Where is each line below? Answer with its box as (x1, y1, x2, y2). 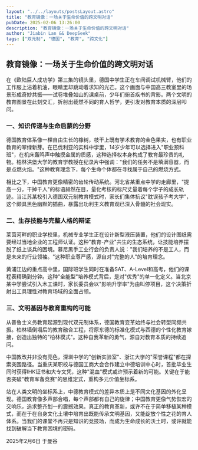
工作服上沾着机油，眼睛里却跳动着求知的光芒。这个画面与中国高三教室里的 (6, 83, 187, 90)
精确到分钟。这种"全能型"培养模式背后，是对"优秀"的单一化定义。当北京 (16, 273, 192, 280)
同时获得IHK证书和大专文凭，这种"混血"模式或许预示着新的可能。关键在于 (6, 368, 185, 375)
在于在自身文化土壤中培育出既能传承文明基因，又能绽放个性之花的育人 (21, 410, 192, 417)
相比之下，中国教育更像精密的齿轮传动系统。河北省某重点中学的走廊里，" (6, 178, 184, 186)
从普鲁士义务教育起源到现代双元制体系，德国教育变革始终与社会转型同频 (6, 318, 181, 326)
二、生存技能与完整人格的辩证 (6, 216, 91, 225)
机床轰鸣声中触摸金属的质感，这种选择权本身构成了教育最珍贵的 (24, 151, 179, 158)
